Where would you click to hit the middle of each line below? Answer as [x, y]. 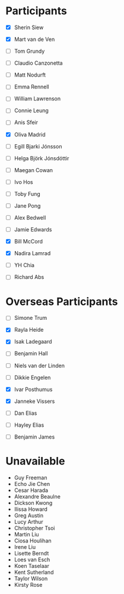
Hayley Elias [29, 425]
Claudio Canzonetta [38, 63]
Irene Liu [25, 547]
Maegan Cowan [34, 170]
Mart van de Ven [34, 39]
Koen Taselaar [32, 566]
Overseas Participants [62, 301]
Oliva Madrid [30, 134]
